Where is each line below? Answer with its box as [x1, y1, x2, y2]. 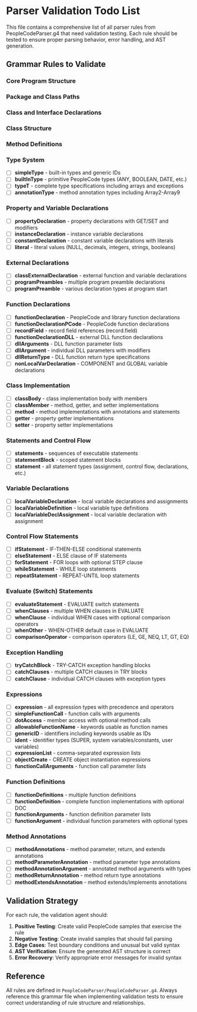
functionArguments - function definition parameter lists [14, 810, 151, 817]
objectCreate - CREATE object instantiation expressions [14, 756, 151, 763]
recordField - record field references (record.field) [14, 327, 138, 334]
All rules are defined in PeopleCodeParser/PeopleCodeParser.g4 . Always [6, 987, 178, 994]
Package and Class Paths [6, 93, 80, 101]
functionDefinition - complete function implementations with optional [14, 797, 184, 805]
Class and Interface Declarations [6, 109, 102, 117]
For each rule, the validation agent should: [6, 912, 108, 919]
